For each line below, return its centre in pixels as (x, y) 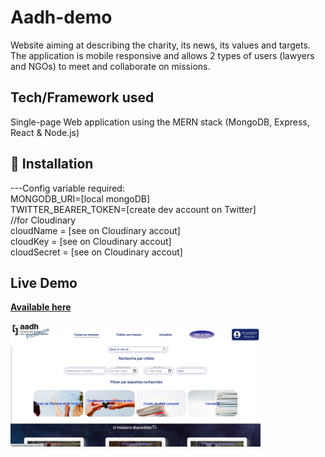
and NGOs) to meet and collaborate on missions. (110, 66)
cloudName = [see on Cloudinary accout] (95, 230)
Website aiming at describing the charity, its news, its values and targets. (160, 45)
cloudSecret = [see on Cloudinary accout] (96, 252)
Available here (41, 307)
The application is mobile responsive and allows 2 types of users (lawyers (162, 55)
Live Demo (44, 282)
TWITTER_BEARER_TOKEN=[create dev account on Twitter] (133, 209)
